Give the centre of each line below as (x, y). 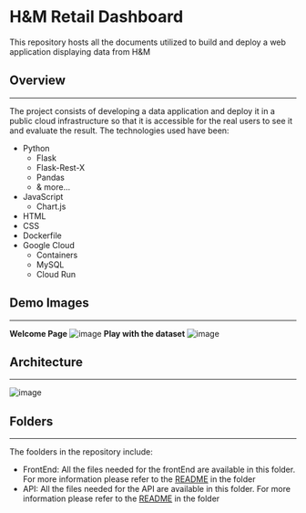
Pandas (51, 177)
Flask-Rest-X (61, 167)
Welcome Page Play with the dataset (97, 333)
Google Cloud (48, 245)
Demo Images (49, 303)
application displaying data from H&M (80, 51)
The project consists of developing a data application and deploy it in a (143, 110)
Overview (38, 81)
